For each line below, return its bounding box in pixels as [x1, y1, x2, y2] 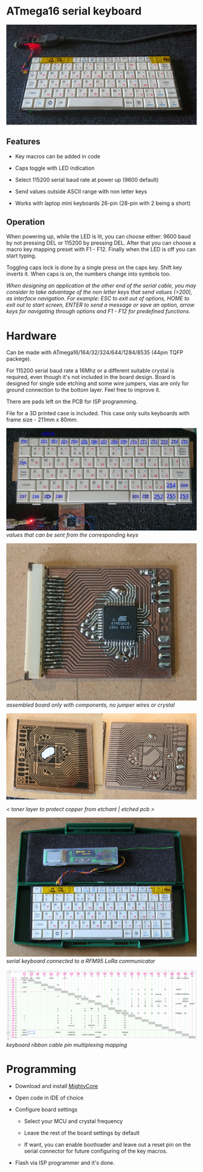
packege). [6, 355, 31, 363]
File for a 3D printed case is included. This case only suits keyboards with [6, 410, 190, 417]
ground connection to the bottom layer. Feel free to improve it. [6, 386, 161, 393]
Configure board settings [14, 1106, 78, 1113]
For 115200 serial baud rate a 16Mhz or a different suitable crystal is [6, 367, 175, 374]
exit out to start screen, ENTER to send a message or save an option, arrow [6, 301, 195, 309]
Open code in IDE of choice [14, 1094, 84, 1101]
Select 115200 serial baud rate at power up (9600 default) [14, 176, 159, 183]
